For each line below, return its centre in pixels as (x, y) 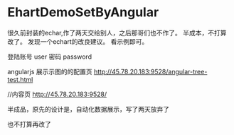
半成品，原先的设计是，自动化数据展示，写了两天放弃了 (88, 109)
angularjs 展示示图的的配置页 (50, 71)
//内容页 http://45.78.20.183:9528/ (57, 94)
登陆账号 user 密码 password (50, 57)
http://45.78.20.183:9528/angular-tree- (150, 71)
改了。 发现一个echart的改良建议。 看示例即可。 (78, 41)
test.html (20, 79)
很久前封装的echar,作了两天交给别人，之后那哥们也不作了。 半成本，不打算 (117, 33)
